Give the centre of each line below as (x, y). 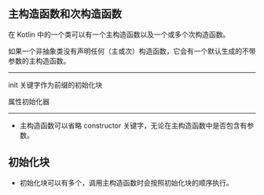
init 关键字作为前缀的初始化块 (55, 85)
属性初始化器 (29, 101)
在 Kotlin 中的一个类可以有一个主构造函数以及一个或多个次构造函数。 (119, 34)
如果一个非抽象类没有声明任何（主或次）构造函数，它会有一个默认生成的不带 (132, 51)
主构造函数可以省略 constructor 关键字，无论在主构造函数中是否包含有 (133, 125)
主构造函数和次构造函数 (65, 14)
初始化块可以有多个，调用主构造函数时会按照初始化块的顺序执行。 (126, 182)
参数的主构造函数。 (39, 60)
